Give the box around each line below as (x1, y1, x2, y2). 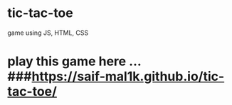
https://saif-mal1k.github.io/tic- (31, 69, 225, 84)
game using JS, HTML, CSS (7, 28, 89, 37)
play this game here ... (7, 53, 142, 70)
